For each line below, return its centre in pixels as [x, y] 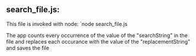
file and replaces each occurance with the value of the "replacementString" [98, 41]
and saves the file [28, 48]
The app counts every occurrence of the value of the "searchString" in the [97, 35]
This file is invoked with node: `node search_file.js [67, 24]
